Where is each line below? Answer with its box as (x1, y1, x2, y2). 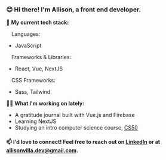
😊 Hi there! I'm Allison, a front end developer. (6, 5, 142, 14)
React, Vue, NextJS (14, 65, 63, 72)
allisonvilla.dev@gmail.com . (6, 146, 79, 154)
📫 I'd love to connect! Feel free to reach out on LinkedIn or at (6, 138, 160, 145)
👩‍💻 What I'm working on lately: (6, 100, 85, 107)
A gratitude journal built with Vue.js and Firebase (14, 112, 136, 119)
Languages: (11, 30, 41, 38)
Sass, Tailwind (14, 88, 51, 96)
